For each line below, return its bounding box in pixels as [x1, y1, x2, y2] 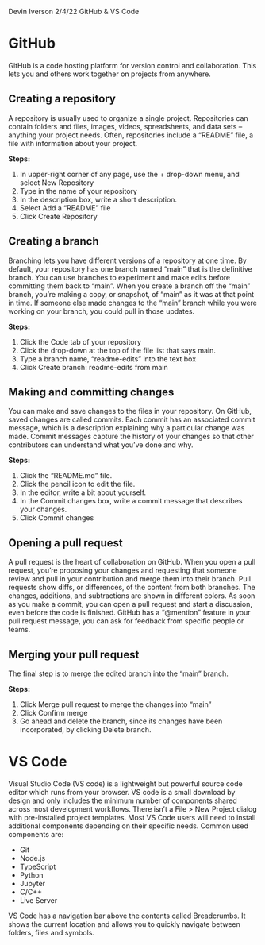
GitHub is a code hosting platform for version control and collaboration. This [8, 60, 257, 70]
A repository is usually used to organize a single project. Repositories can [8, 113, 248, 122]
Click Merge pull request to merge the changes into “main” [19, 700, 212, 709]
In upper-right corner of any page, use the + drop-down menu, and [19, 169, 240, 179]
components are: [8, 829, 64, 839]
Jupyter [19, 878, 46, 888]
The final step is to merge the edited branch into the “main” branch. [8, 669, 229, 678]
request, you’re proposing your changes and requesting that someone [8, 565, 237, 575]
